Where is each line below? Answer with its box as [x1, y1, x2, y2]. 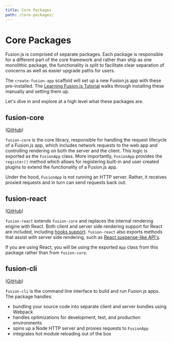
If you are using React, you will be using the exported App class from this [5, 244, 158, 250]
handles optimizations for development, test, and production [12, 314, 141, 320]
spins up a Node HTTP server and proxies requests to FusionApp [12, 325, 149, 331]
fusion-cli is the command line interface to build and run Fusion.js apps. [5, 288, 160, 294]
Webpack [12, 309, 33, 315]
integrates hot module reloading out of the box [12, 330, 111, 336]
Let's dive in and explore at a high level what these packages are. [5, 98, 144, 105]
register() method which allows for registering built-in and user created [5, 158, 159, 165]
